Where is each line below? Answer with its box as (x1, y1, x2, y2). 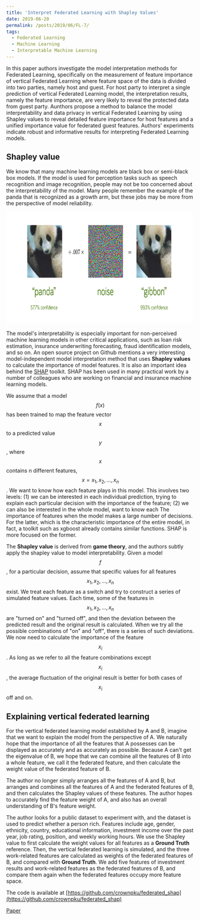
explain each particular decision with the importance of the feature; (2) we (6, 499, 189, 507)
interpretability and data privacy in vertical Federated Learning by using (6, 109, 182, 116)
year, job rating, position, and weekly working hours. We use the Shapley (6, 833, 186, 840)
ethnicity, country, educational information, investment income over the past (6, 827, 194, 834)
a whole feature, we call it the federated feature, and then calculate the (6, 759, 181, 766)
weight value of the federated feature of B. (6, 766, 111, 773)
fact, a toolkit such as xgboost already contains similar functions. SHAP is (6, 525, 187, 532)
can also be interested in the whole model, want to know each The (6, 506, 170, 513)
